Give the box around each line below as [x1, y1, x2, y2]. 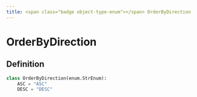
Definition [6, 59, 44, 70]
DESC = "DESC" [17, 86, 53, 93]
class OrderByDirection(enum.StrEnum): [6, 75, 107, 81]
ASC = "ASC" [17, 81, 47, 87]
